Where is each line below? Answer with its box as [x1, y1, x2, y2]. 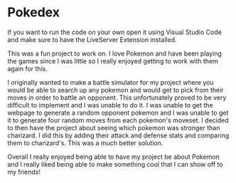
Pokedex [7, 4, 60, 21]
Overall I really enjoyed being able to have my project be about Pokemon [7, 152, 220, 161]
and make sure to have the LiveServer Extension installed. [7, 35, 177, 43]
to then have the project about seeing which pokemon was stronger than [7, 123, 220, 132]
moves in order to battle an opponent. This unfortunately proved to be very [7, 93, 227, 102]
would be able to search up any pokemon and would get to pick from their [7, 85, 224, 94]
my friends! [7, 167, 41, 176]
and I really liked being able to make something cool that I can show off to [7, 160, 223, 168]
